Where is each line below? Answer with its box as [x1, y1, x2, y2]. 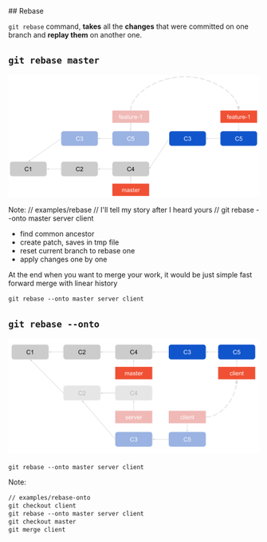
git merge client [8, 526, 66, 534]
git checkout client [8, 502, 77, 510]
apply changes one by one [19, 254, 108, 265]
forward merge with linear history [8, 278, 118, 289]
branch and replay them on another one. [8, 30, 142, 39]
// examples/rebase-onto [8, 494, 91, 502]
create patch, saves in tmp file [19, 237, 120, 247]
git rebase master [8, 54, 100, 66]
